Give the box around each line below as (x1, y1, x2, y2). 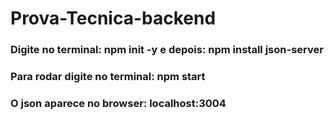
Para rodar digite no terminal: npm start (10, 70, 206, 84)
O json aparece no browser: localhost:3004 (10, 96, 227, 110)
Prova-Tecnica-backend (10, 7, 217, 30)
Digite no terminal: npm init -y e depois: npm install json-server (10, 43, 324, 57)
